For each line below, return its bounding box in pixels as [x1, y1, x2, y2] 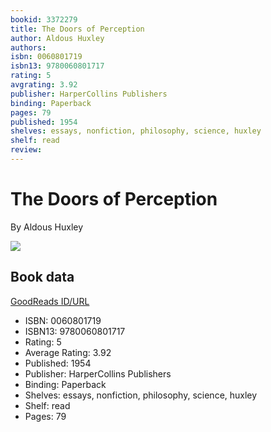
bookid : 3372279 [10, 14, 78, 25]
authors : [10, 42, 47, 53]
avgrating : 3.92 [10, 80, 78, 90]
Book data [10, 269, 75, 286]
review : [10, 145, 43, 155]
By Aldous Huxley [10, 221, 84, 233]
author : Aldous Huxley [10, 33, 105, 43]
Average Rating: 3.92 [24, 346, 112, 358]
